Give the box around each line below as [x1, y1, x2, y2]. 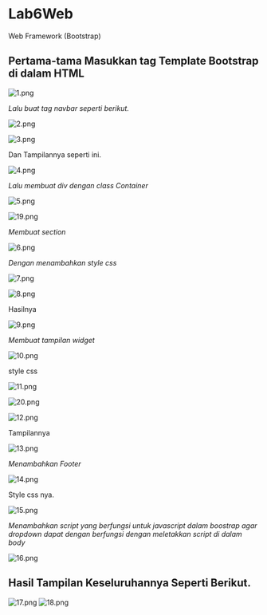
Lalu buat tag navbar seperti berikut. [8, 103, 130, 112]
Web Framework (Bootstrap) [8, 31, 101, 41]
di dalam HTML [8, 67, 85, 81]
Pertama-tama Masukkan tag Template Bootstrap [8, 54, 259, 68]
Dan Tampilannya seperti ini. [8, 149, 102, 160]
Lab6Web [8, 5, 73, 23]
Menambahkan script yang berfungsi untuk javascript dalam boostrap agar [8, 520, 257, 530]
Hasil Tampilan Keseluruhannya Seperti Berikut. [8, 576, 251, 590]
